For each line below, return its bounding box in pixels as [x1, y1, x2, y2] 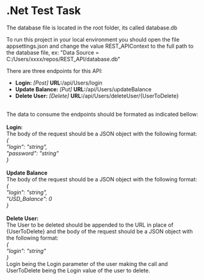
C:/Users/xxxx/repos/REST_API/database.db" [6, 55, 121, 62]
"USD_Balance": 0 [6, 195, 53, 202]
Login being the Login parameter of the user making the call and [6, 260, 168, 267]
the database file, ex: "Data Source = [6, 48, 100, 56]
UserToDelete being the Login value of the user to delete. [6, 267, 151, 274]
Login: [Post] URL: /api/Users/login [15, 79, 103, 86]
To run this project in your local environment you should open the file [6, 36, 180, 43]
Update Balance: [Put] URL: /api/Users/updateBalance [15, 85, 151, 93]
